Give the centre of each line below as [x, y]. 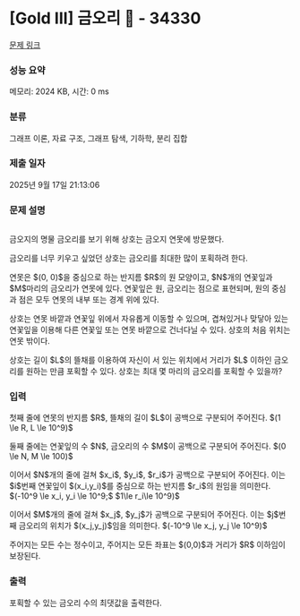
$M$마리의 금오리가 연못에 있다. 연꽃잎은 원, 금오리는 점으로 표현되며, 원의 [140, 288]
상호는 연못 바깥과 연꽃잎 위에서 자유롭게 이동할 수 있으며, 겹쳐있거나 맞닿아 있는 [149, 319]
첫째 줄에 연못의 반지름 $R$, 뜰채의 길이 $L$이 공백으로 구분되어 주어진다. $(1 [145, 418]
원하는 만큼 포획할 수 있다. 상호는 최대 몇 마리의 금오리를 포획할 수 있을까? [154, 372]
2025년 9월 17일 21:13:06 [55, 184]
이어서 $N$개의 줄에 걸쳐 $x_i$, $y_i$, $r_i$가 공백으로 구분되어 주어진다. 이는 [148, 475]
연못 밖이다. [30, 341]
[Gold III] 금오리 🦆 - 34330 [105, 18]
